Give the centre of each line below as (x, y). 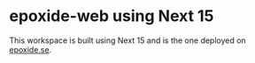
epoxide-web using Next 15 (112, 16)
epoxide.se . (31, 49)
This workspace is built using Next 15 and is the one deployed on (127, 40)
